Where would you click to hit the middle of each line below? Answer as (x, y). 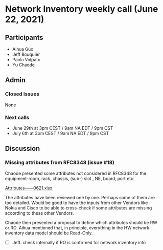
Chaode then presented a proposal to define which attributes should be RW (81, 222)
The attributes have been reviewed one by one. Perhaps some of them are (80, 197)
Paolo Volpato (26, 59)
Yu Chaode (23, 65)
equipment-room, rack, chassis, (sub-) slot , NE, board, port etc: (70, 178)
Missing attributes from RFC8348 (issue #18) (60, 162)
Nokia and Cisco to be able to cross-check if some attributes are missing (79, 208)
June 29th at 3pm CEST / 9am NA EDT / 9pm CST (63, 128)
